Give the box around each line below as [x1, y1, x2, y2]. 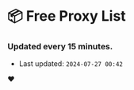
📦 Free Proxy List [7, 7, 126, 25]
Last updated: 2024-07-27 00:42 [18, 59, 124, 68]
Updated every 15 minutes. [7, 41, 113, 53]
